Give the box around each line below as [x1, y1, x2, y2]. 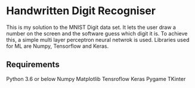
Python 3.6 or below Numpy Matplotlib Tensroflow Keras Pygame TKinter [6, 75, 186, 82]
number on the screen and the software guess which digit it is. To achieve [6, 30, 188, 37]
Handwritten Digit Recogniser [6, 4, 156, 18]
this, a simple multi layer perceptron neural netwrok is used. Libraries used [6, 36, 190, 43]
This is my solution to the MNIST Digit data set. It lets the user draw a [6, 24, 176, 31]
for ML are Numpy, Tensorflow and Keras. [6, 43, 109, 50]
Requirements [6, 60, 60, 70]
